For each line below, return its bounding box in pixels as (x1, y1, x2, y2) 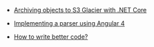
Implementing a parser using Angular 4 (13, 19, 125, 27)
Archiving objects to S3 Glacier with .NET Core (13, 6, 147, 14)
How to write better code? (13, 32, 88, 41)
